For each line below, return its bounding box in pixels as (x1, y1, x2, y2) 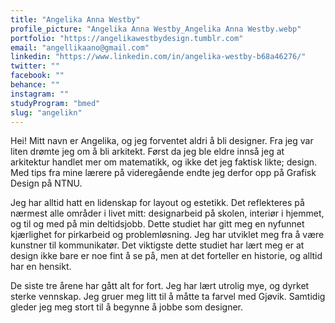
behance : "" (10, 80, 60, 90)
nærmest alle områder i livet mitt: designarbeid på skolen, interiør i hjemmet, (10, 207, 325, 220)
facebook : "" (10, 71, 65, 81)
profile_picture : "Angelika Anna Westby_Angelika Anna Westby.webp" (10, 24, 302, 34)
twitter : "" (10, 61, 60, 71)
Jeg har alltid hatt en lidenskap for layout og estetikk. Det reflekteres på (10, 197, 305, 209)
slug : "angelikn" (10, 107, 83, 118)
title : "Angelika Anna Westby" (10, 14, 141, 25)
